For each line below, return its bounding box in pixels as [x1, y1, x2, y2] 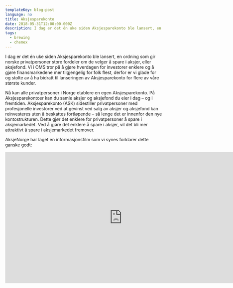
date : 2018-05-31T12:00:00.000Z [5, 21, 72, 26]
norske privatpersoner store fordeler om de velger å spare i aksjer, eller [5, 58, 151, 65]
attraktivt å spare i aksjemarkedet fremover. [5, 127, 95, 133]
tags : [5, 30, 16, 35]
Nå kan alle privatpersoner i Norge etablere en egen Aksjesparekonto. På [5, 89, 155, 95]
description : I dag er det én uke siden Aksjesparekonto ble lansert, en [5, 26, 162, 31]
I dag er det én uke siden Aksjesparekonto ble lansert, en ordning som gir [5, 53, 156, 59]
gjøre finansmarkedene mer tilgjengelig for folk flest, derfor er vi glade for [5, 69, 156, 75]
